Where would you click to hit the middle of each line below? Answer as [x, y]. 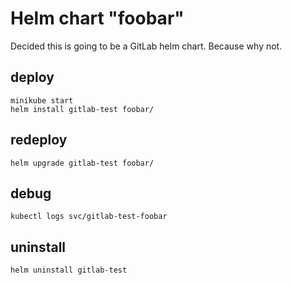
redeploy [39, 140]
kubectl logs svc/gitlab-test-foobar [89, 217]
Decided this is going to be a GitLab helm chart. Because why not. [146, 46]
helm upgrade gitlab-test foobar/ [82, 163]
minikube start [42, 100]
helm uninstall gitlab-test [69, 270]
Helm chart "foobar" [97, 18]
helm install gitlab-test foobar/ [82, 109]
